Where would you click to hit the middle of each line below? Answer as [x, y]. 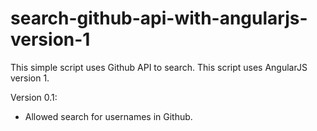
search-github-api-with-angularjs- [159, 18]
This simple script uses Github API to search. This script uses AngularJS [159, 67]
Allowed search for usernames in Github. [108, 116]
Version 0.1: [34, 97]
